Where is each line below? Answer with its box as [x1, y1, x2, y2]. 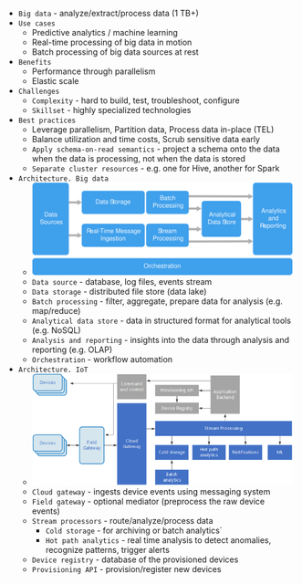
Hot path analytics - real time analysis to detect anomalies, [45, 535, 272, 546]
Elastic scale [31, 76, 79, 86]
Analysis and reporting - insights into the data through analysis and [31, 335, 290, 346]
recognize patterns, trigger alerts [45, 545, 171, 556]
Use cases [17, 19, 57, 28]
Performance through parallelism [31, 66, 156, 77]
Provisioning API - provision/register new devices [31, 564, 222, 575]
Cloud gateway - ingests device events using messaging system [31, 486, 271, 497]
